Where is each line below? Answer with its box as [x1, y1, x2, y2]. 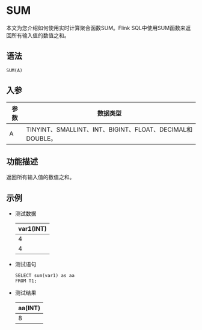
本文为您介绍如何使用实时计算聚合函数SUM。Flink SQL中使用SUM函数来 [6, 24, 186, 31]
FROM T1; [14, 278, 37, 284]
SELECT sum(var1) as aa [14, 273, 75, 279]
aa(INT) [17, 304, 41, 313]
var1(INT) [17, 225, 47, 233]
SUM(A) [6, 67, 23, 73]
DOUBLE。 [26, 134, 57, 142]
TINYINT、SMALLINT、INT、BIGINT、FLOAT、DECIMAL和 [26, 125, 193, 133]
